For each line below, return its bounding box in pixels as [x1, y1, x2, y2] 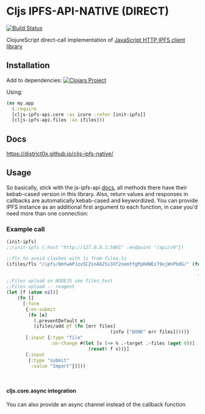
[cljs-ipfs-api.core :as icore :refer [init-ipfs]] [12, 111, 146, 118]
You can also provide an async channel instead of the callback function [6, 401, 186, 408]
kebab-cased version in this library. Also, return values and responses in [6, 190, 189, 197]
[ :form [22, 300, 40, 307]
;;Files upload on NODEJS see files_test [6, 278, 113, 284]
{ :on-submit [25, 306, 56, 312]
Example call [6, 225, 45, 233]
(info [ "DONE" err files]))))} [110, 329, 190, 335]
